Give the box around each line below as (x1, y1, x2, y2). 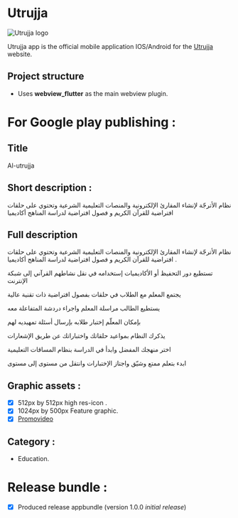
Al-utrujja (7, 161, 35, 170)
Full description (7, 229, 78, 241)
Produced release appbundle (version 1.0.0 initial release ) (17, 503, 187, 512)
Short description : (7, 182, 92, 194)
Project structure (7, 70, 85, 82)
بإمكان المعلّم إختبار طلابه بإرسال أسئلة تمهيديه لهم (7, 318, 141, 326)
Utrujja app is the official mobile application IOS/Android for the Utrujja (7, 42, 213, 50)
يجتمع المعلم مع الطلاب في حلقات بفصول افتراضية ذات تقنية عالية (7, 290, 181, 299)
